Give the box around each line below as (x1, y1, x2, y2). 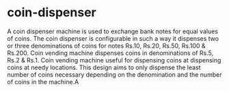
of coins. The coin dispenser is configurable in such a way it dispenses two (7, 34, 219, 42)
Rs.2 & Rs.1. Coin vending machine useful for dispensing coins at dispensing (7, 56, 221, 64)
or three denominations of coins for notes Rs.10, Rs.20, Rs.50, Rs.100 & (7, 41, 206, 50)
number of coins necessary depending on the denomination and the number (7, 70, 222, 79)
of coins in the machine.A (7, 77, 79, 86)
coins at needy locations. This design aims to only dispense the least (7, 63, 201, 71)
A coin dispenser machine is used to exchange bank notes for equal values (7, 27, 219, 35)
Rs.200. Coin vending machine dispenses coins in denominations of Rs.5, (7, 49, 214, 57)
